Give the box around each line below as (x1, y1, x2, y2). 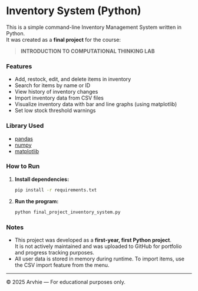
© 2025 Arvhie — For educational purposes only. (6, 278, 126, 285)
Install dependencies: (14, 176, 70, 183)
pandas (14, 135, 34, 142)
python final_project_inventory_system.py (14, 209, 121, 215)
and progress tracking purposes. (14, 249, 94, 256)
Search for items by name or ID (14, 82, 91, 89)
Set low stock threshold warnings (14, 107, 96, 114)
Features (6, 62, 32, 70)
